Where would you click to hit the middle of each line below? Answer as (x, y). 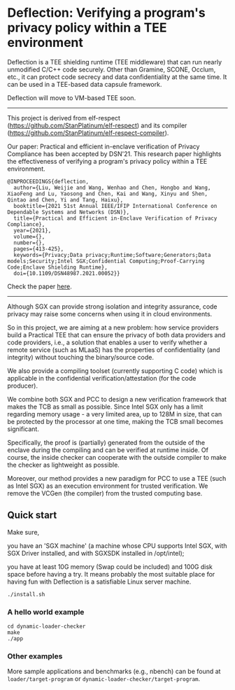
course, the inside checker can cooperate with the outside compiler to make (117, 457)
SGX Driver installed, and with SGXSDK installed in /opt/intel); (96, 553)
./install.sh (26, 594)
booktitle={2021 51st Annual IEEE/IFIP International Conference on (115, 206)
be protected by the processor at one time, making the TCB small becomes (115, 421)
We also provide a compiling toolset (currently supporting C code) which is (115, 371)
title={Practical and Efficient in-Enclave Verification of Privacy (115, 218)
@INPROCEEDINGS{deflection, (48, 181)
